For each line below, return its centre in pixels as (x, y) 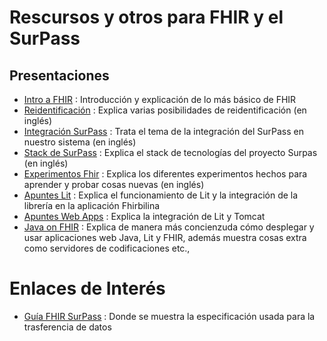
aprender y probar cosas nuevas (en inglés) (114, 184)
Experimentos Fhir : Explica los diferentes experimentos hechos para (165, 174)
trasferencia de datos (67, 327)
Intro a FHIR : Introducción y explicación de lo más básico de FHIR (160, 99)
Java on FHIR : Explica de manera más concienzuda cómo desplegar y (169, 227)
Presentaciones (59, 75)
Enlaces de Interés (87, 288)
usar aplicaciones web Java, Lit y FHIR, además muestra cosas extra (165, 237)
